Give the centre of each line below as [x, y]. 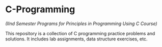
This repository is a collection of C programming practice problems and [80, 33]
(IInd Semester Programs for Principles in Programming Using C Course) [81, 24]
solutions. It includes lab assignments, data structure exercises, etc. [76, 39]
